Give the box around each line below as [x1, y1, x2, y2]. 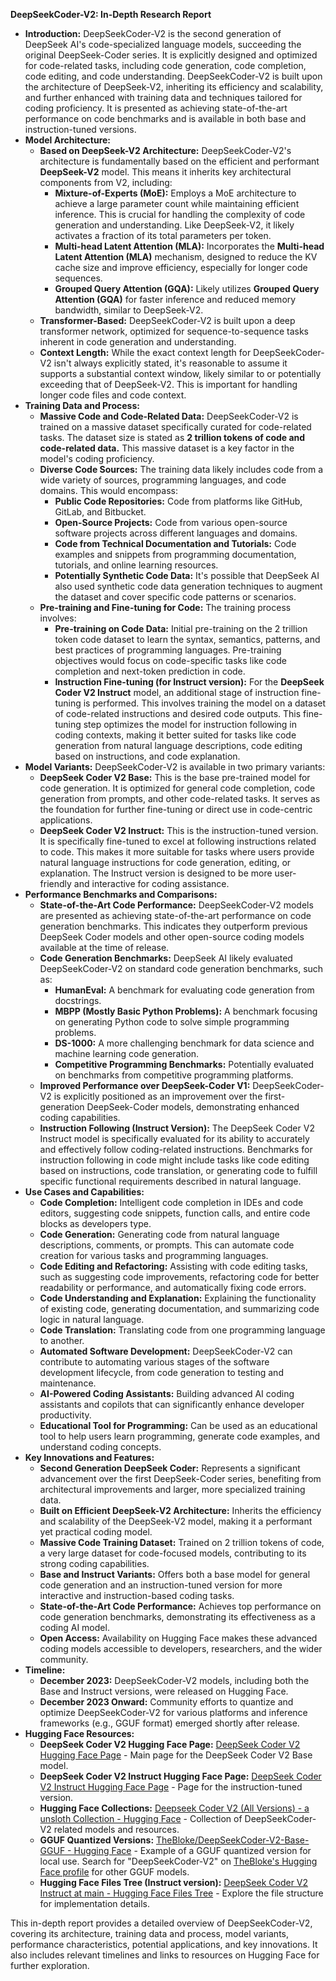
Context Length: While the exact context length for [39, 347, 252, 358]
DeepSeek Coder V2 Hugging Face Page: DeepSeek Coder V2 [39, 1739, 301, 1750]
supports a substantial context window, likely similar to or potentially [39, 368, 322, 379]
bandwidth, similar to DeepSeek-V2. [54, 304, 204, 316]
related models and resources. [53, 1824, 180, 1835]
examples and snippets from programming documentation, [54, 549, 297, 560]
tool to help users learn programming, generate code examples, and [39, 1430, 321, 1442]
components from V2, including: [39, 177, 173, 188]
